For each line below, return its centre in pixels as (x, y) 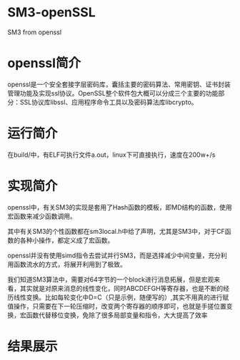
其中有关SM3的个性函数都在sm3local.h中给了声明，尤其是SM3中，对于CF (116, 231)
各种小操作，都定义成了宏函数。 (67, 240)
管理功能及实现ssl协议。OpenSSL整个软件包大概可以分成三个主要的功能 (113, 93)
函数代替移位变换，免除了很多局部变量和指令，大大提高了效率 (117, 315)
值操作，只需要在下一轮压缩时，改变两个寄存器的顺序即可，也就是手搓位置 (117, 306)
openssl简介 (44, 63)
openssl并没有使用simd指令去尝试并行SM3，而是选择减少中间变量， (108, 255)
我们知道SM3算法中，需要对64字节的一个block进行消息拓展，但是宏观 (111, 279)
